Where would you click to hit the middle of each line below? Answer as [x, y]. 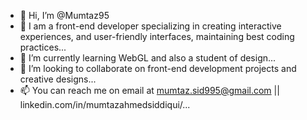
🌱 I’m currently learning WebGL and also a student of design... [148, 58]
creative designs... [58, 79]
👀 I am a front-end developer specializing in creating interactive [150, 26]
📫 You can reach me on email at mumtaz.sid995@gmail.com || [149, 90]
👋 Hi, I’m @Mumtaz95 [64, 15]
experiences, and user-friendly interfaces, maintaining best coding [157, 36]
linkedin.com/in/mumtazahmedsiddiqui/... [105, 104]
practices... [43, 47]
